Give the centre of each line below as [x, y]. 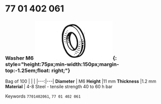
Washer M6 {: [61, 58]
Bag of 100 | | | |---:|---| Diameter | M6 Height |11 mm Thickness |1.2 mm [81, 81]
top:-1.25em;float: [28, 71]
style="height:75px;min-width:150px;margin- [62, 64]
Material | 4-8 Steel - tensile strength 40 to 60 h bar [59, 87]
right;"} [61, 71]
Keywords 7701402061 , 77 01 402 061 [43, 96]
